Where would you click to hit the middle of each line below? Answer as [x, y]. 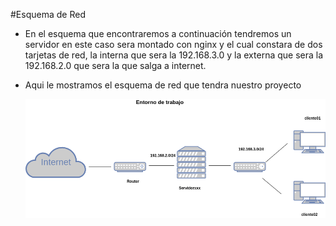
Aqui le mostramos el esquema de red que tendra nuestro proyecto [163, 85]
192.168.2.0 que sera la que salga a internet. [115, 65]
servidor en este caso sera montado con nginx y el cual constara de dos [173, 44]
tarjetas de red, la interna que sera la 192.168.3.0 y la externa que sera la [174, 55]
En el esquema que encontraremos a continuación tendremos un [158, 33]
